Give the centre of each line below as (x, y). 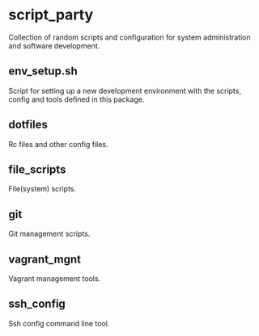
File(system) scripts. (42, 189)
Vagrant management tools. (55, 279)
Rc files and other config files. (58, 144)
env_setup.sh (43, 71)
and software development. (54, 45)
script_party (51, 15)
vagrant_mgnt (45, 259)
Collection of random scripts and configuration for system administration (129, 37)
